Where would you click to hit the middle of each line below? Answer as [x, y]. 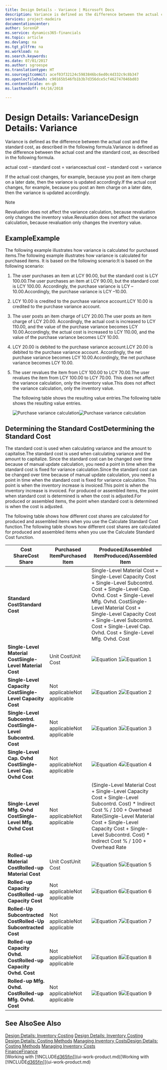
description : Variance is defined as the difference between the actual [82, 14]
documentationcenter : [28, 24]
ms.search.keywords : [27, 56]
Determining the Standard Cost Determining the [80, 428]
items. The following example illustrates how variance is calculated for [76, 256]
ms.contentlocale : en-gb [31, 84]
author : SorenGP [22, 28]
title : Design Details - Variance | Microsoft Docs [60, 10]
